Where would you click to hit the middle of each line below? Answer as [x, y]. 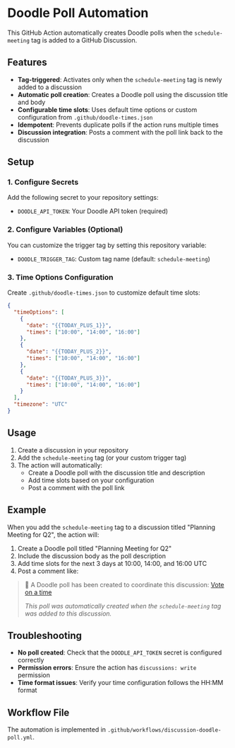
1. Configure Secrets [43, 182]
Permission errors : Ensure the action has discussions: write [107, 668]
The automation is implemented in [57, 730]
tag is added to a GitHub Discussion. [84, 40]
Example [27, 510]
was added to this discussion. [68, 613]
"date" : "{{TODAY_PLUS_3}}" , [69, 378]
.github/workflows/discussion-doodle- [164, 730]
